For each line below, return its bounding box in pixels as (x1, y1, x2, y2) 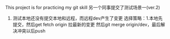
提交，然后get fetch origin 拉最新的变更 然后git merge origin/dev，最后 (12, 22, 161, 27)
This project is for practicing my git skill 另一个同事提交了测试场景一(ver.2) (5, 5, 160, 10)
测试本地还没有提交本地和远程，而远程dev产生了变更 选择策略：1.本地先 (12, 15, 163, 21)
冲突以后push (17, 28, 46, 34)
